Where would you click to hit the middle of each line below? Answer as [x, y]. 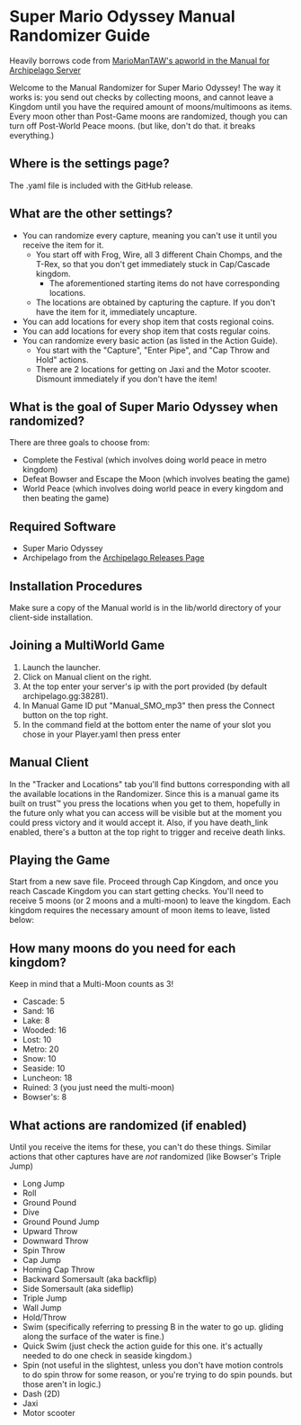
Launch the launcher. [61, 667]
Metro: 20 [40, 1049]
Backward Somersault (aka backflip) [89, 1279]
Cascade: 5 [44, 1001]
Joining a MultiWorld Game [87, 645]
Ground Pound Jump [61, 1222]
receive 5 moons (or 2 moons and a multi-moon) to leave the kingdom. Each [150, 901]
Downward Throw [55, 1241]
